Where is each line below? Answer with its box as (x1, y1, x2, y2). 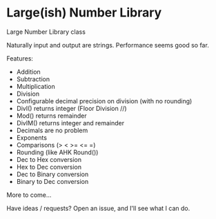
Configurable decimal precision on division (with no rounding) (16, 96, 193, 105)
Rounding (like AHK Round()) (16, 148, 99, 156)
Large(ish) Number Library (6, 5, 162, 21)
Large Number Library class (6, 28, 86, 36)
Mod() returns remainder (16, 112, 87, 120)
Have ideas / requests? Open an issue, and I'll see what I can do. (6, 204, 190, 212)
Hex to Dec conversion (16, 163, 82, 171)
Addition (16, 67, 41, 76)
